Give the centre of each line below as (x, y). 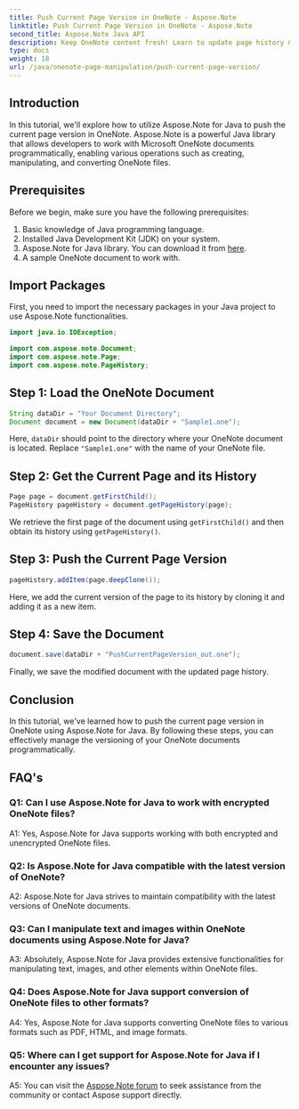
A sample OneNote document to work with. (101, 257)
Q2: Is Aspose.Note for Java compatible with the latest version (148, 866)
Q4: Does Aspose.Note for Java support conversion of (129, 992)
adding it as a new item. (53, 606)
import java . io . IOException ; (63, 333)
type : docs (29, 51)
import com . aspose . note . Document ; (73, 349)
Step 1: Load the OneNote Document (112, 393)
